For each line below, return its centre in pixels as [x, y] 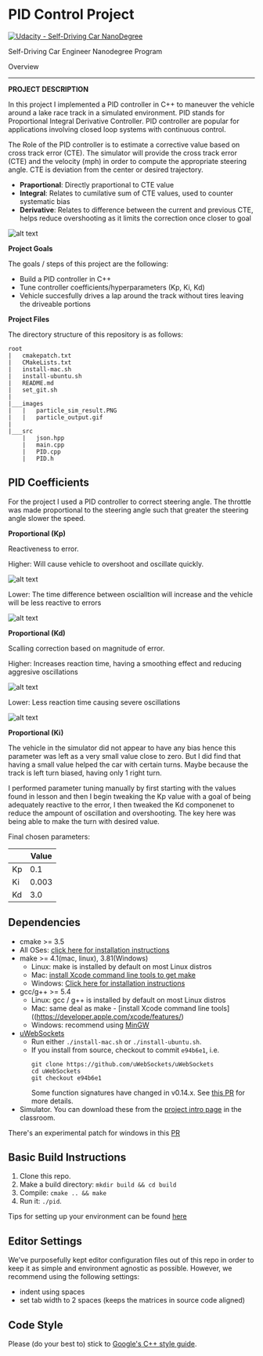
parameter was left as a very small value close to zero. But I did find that [124, 756]
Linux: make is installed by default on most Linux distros [121, 966]
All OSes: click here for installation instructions [94, 950]
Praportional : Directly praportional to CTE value [97, 184]
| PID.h [38, 458]
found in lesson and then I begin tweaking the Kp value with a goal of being [130, 796]
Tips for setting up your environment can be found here [98, 1216]
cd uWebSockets [56, 1071]
